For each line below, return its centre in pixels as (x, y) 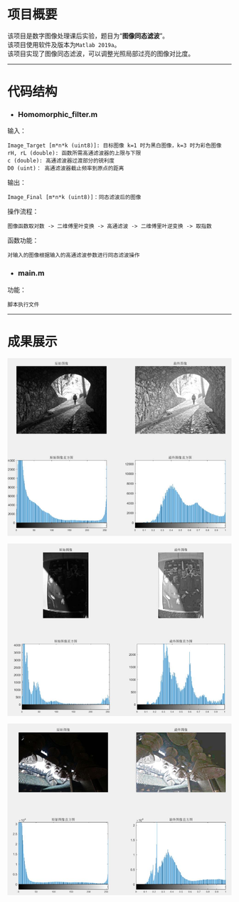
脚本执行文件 (23, 304)
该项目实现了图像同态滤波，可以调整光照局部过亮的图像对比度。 (101, 53)
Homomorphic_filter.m (58, 115)
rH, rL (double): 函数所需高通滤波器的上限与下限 (74, 153)
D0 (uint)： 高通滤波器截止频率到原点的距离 (66, 168)
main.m (31, 273)
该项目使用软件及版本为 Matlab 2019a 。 (64, 44)
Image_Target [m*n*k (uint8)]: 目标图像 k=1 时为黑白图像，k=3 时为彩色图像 (115, 146)
